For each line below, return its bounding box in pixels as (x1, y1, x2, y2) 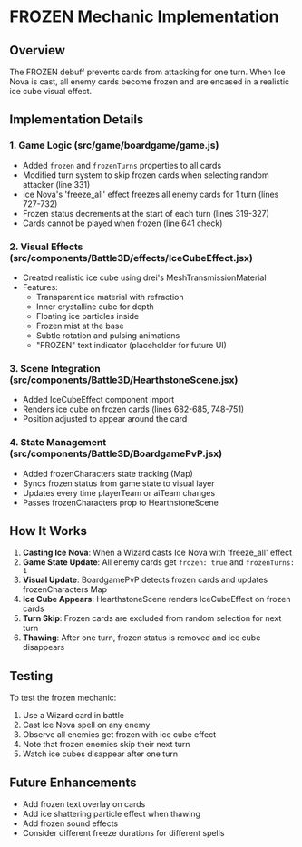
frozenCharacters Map (22, 584, 107, 595)
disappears (22, 642, 65, 653)
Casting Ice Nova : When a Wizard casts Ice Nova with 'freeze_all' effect (22, 547, 293, 559)
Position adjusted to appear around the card (22, 414, 188, 424)
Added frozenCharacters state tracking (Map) (22, 468, 193, 479)
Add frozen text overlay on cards (22, 799, 146, 810)
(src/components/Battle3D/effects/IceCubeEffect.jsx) (9, 251, 254, 264)
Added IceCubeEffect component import (22, 394, 175, 405)
